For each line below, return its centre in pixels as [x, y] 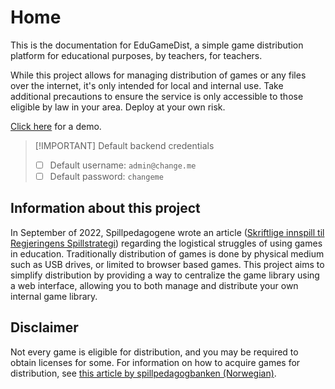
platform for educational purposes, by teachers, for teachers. [136, 55]
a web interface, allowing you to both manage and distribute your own [154, 285]
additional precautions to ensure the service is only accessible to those [157, 96]
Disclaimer [44, 327]
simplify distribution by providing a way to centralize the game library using [165, 275]
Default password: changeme [106, 176]
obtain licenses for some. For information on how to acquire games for [155, 362]
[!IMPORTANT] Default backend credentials [124, 145]
